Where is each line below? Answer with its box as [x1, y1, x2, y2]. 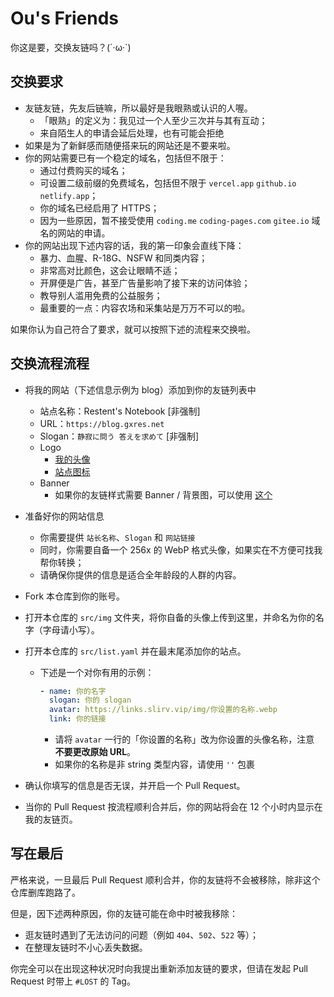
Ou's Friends [10, 7, 120, 30]
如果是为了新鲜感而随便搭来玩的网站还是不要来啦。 [24, 139, 236, 151]
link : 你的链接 [48, 714, 107, 724]
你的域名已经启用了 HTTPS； [39, 202, 160, 214]
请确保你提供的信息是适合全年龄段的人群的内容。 [39, 568, 242, 581]
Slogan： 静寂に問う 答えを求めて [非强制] [39, 430, 200, 442]
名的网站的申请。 [39, 227, 111, 239]
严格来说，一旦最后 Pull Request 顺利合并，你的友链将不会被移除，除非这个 [10, 873, 321, 886]
